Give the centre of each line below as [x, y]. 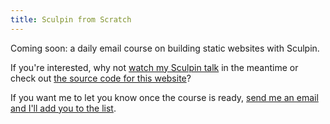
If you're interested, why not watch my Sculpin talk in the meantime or [154, 67]
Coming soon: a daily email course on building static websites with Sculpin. [165, 48]
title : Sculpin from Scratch [71, 19]
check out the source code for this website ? [101, 78]
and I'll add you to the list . [63, 108]
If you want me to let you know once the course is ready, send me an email [164, 97]
